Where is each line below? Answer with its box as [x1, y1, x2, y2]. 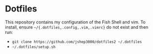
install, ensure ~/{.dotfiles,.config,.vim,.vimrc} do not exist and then [5, 24, 149, 30]
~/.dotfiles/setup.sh [12, 44, 56, 49]
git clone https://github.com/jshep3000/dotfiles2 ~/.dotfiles [12, 39, 142, 44]
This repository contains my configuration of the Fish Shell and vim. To [5, 19, 146, 25]
